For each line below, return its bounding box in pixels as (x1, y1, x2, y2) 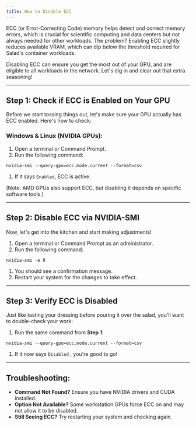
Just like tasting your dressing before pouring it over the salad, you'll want (6, 311, 184, 318)
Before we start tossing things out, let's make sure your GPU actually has (6, 111, 182, 118)
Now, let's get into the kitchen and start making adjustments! (6, 228, 152, 235)
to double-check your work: (6, 318, 73, 325)
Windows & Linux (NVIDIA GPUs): (6, 132, 103, 140)
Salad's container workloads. (6, 49, 76, 56)
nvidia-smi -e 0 (6, 257, 45, 263)
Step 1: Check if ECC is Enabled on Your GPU (6, 96, 170, 106)
